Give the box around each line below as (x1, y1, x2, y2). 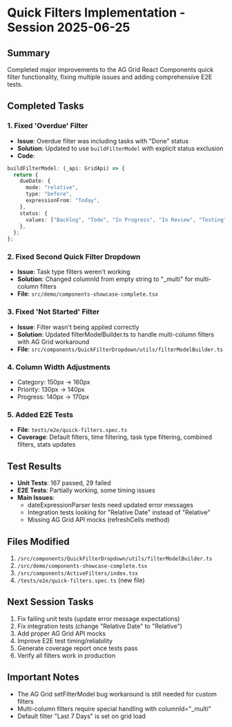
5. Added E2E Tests (7, 410, 74, 420)
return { (13, 171, 39, 178)
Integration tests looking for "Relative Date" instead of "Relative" (27, 508, 211, 517)
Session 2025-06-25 (7, 19, 130, 35)
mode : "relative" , (25, 184, 79, 191)
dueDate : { (19, 178, 51, 185)
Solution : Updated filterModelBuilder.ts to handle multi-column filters (17, 330, 215, 339)
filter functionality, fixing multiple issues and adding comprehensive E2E (7, 73, 213, 81)
